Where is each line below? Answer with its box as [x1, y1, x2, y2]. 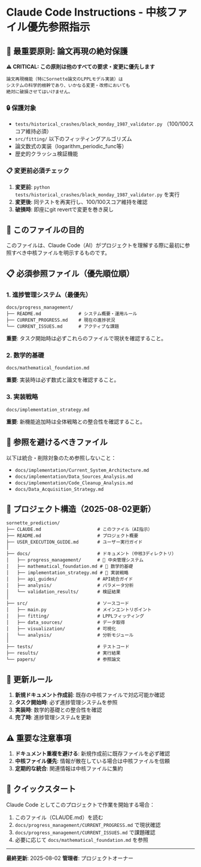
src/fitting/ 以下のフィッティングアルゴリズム [14, 135, 133, 142]
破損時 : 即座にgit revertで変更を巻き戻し [14, 206, 114, 213]
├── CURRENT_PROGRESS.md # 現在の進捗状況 [6, 318, 115, 323]
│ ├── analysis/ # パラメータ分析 [6, 582, 134, 589]
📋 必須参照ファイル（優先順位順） [6, 268, 135, 279]
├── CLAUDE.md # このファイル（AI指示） [6, 527, 153, 533]
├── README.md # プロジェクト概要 [6, 533, 139, 539]
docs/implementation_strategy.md [6, 407, 90, 413]
